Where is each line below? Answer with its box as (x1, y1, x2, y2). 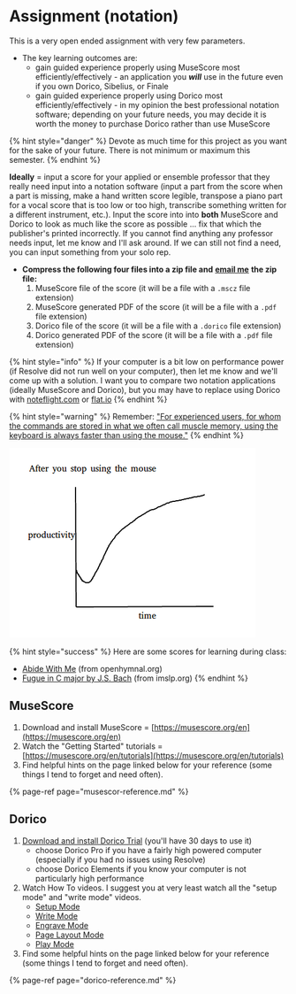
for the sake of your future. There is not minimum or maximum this (9, 144, 251, 156)
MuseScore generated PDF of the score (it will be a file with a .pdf (34, 301, 277, 312)
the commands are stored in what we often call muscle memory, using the (9, 420, 278, 431)
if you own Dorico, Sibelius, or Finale (34, 81, 170, 91)
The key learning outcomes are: (21, 52, 139, 63)
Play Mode (34, 938, 75, 949)
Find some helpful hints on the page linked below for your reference (21, 948, 269, 959)
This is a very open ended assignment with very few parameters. (9, 35, 246, 46)
